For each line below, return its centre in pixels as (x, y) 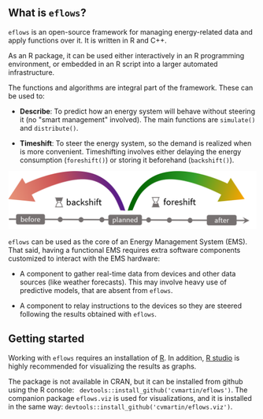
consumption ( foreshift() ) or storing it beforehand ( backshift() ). (127, 160)
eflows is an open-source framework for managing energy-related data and (131, 32)
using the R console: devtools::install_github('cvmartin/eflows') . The (128, 390)
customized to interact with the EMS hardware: (84, 258)
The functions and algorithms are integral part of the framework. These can (131, 87)
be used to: (26, 96)
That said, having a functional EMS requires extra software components (124, 250)
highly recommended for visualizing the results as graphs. (102, 366)
